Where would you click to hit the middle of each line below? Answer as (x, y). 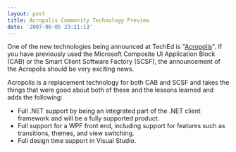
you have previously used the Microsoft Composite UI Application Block (111, 54)
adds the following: (35, 97)
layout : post (26, 14)
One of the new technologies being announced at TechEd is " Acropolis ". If (115, 47)
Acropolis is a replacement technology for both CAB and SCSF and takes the (118, 83)
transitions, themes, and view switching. (76, 133)
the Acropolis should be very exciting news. (71, 69)
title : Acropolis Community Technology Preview (79, 20)
